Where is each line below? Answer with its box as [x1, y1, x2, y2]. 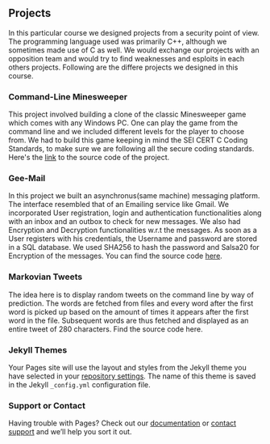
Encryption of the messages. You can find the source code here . [8, 251, 223, 261]
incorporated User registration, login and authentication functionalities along [8, 208, 262, 218]
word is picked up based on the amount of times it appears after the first [8, 307, 249, 316]
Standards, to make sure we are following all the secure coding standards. [8, 144, 255, 154]
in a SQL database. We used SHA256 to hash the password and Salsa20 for [8, 243, 260, 252]
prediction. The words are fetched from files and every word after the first [8, 298, 254, 308]
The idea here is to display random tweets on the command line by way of [8, 290, 254, 299]
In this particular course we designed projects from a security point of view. [8, 27, 260, 37]
